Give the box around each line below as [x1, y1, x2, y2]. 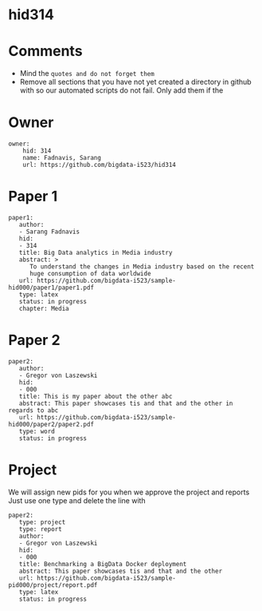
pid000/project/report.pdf [8, 581, 98, 589]
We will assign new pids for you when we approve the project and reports [8, 487, 250, 497]
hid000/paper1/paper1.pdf [8, 284, 94, 292]
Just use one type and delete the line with [8, 495, 146, 505]
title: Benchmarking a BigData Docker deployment [18, 560, 187, 568]
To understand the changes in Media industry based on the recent [29, 263, 255, 271]
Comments [8, 42, 83, 61]
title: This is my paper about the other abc [18, 392, 173, 400]
